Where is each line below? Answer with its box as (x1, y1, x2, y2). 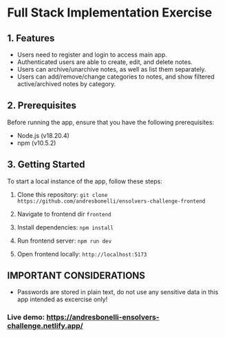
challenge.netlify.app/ (7, 321, 84, 331)
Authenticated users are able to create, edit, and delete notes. (17, 58, 193, 66)
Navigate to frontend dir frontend (17, 210, 111, 218)
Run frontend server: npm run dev (17, 236, 112, 245)
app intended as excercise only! (17, 295, 108, 304)
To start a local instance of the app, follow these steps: (7, 177, 163, 185)
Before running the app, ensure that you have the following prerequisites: (7, 118, 215, 126)
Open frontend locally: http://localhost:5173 (17, 249, 147, 258)
